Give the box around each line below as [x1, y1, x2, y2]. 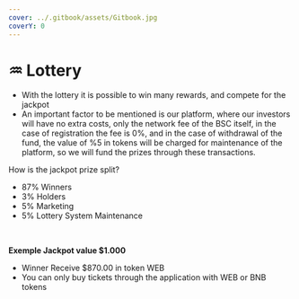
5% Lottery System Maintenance [21, 210, 143, 221]
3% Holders [21, 191, 66, 202]
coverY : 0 [8, 22, 46, 31]
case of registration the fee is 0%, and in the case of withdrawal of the [21, 128, 283, 139]
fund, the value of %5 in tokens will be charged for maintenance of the [21, 137, 284, 148]
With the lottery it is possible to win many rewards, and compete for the [21, 90, 286, 101]
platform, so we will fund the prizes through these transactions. [21, 147, 257, 158]
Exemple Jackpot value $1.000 [8, 245, 127, 256]
